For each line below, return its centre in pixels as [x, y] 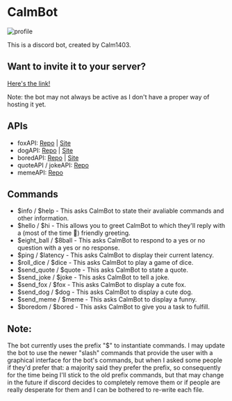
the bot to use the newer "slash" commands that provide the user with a [110, 353]
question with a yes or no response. [68, 248]
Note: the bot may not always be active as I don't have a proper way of [108, 97]
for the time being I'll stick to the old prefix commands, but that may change [116, 375]
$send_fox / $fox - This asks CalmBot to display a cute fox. [101, 285]
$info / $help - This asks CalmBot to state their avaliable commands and [121, 211]
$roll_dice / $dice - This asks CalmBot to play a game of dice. [105, 263]
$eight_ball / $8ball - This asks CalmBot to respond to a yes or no [111, 240]
